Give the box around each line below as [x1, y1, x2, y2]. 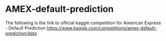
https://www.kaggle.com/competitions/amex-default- [47, 25, 157, 31]
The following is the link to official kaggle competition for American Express [5, 20, 161, 26]
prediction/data [5, 30, 37, 36]
